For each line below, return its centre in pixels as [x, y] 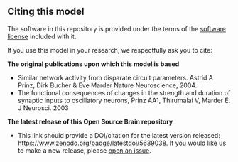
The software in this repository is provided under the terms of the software [117, 28]
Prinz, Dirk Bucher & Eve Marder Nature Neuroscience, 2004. [107, 85]
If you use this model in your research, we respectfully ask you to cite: [110, 50]
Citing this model [46, 12]
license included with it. [42, 36]
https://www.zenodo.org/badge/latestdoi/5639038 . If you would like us [122, 143]
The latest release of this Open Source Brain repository [90, 121]
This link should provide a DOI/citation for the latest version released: [119, 135]
